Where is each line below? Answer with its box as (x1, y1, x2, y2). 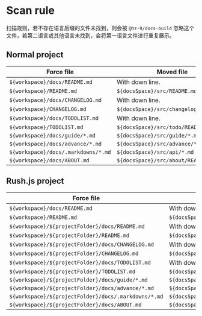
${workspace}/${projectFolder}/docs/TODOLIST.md (9, 259, 151, 266)
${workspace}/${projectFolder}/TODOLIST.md (9, 268, 136, 275)
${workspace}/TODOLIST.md (9, 124, 84, 130)
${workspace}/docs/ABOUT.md (9, 157, 90, 163)
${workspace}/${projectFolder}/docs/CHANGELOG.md (9, 241, 155, 248)
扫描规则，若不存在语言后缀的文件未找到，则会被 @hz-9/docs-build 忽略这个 (6, 24, 195, 31)
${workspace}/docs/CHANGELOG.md (9, 96, 102, 103)
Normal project (6, 49, 64, 60)
